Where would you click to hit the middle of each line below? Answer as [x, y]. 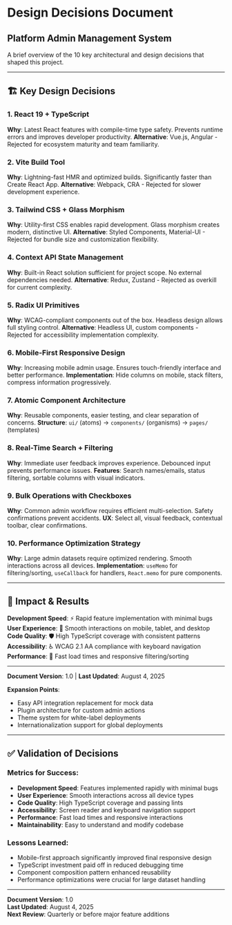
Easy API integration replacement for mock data [85, 703]
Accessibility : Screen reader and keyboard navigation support [106, 810]
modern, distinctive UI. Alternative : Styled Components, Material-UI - [106, 232]
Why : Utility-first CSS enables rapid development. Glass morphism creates [113, 225]
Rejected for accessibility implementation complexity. [83, 335]
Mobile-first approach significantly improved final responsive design [114, 858]
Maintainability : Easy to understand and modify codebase [100, 825]
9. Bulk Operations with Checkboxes [69, 496]
